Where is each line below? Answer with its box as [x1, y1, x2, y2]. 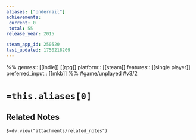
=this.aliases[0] [6, 91, 92, 102]
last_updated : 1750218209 [6, 47, 70, 54]
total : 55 [8, 25, 33, 32]
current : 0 [8, 20, 36, 26]
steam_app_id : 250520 [6, 42, 60, 48]
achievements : [6, 14, 42, 20]
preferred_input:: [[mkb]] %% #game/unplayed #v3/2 [6, 70, 138, 77]
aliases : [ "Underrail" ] [6, 8, 66, 15]
